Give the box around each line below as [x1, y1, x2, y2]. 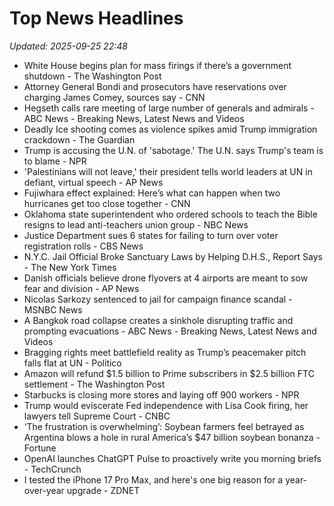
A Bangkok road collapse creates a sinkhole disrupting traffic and [23, 314, 294, 326]
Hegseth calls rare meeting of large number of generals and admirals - [23, 102, 315, 114]
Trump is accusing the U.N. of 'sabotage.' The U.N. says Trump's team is [23, 144, 324, 156]
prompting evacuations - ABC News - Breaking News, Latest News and [23, 325, 317, 337]
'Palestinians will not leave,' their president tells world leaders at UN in [23, 165, 313, 177]
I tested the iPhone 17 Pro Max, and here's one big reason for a [23, 473, 284, 486]
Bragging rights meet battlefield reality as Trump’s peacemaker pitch [23, 346, 307, 358]
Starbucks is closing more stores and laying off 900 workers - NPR [23, 388, 300, 401]
